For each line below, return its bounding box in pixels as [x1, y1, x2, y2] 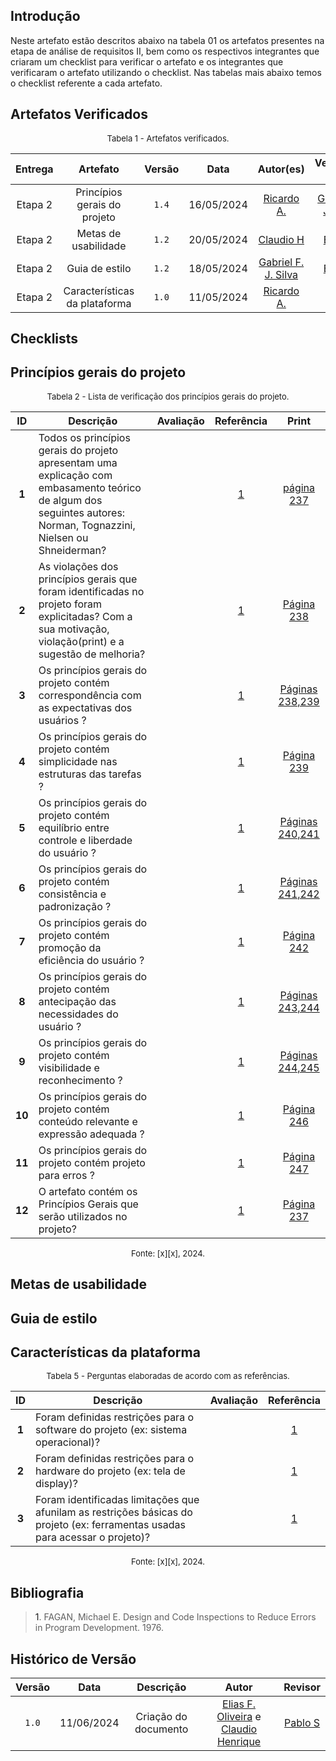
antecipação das [38, 994, 117, 1008]
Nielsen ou [38, 530, 89, 544]
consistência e [38, 887, 107, 901]
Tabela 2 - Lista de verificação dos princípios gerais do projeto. [46, 390, 290, 402]
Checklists [10, 330, 79, 348]
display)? [35, 1477, 79, 1491]
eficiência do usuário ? [38, 953, 145, 967]
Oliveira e [216, 1710, 262, 1724]
